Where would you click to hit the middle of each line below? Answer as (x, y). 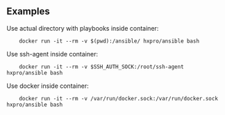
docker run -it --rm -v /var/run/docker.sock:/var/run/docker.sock (118, 98)
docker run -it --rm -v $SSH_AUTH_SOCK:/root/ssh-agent (102, 67)
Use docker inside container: (48, 86)
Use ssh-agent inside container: (52, 54)
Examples (28, 11)
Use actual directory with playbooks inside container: (83, 28)
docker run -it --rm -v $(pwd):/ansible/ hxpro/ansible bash (109, 41)
